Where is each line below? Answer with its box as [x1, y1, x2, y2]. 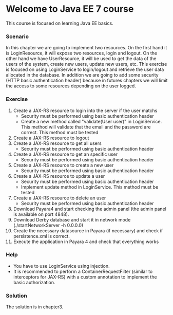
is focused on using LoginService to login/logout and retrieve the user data [6, 66, 164, 72]
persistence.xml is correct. [13, 233, 70, 239]
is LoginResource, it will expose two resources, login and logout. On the [6, 50, 158, 57]
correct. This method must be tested [21, 129, 99, 135]
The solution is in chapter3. [6, 304, 64, 310]
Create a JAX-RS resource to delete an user [13, 195, 106, 201]
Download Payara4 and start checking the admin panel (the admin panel [13, 206, 166, 212]
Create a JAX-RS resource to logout [13, 135, 89, 141]
